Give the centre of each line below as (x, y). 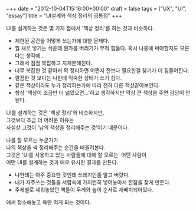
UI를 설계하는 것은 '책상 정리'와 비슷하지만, (55, 113)
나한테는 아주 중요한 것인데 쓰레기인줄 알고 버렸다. (72, 175)
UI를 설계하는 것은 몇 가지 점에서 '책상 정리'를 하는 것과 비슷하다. (80, 28)
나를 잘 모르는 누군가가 (32, 140)
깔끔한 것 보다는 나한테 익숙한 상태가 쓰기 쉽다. (68, 78)
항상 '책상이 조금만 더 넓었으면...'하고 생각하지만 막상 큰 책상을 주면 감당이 (99, 92)
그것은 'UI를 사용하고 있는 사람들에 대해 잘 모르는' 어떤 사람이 (76, 155)
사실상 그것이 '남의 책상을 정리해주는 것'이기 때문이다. (68, 127)
